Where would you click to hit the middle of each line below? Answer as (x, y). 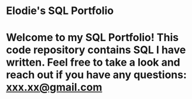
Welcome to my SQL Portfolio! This (92, 38)
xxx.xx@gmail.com (54, 88)
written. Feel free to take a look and (93, 62)
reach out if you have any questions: (97, 75)
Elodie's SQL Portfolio (60, 11)
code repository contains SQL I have (96, 50)
